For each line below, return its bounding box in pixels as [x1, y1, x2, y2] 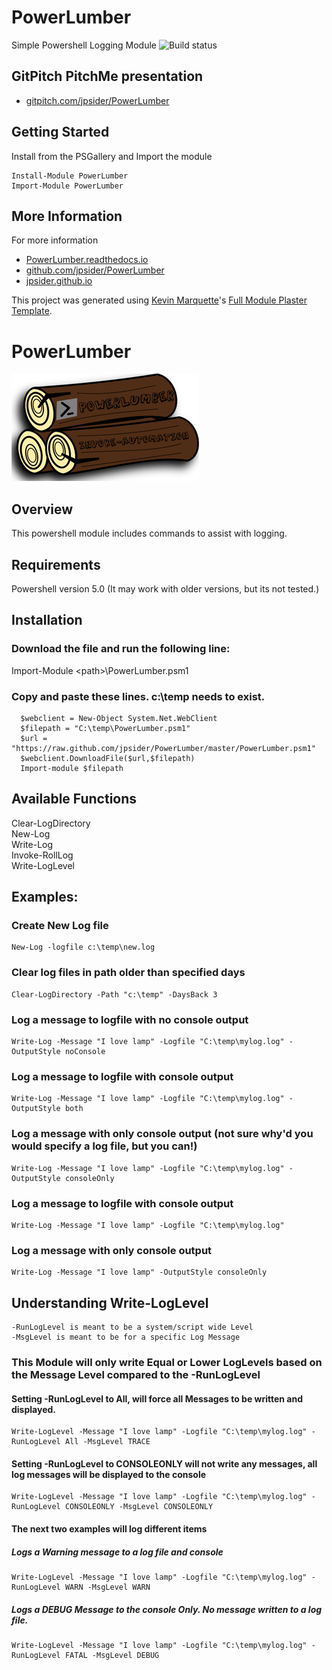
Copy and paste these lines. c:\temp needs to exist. [11, 689, 266, 703]
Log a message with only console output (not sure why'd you [11, 1127, 314, 1141]
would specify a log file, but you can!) [11, 1139, 198, 1153]
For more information [11, 234, 99, 246]
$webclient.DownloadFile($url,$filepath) [20, 753, 196, 763]
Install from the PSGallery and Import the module [11, 150, 213, 162]
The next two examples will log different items [11, 1522, 208, 1535]
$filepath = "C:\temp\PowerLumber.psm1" [20, 723, 191, 733]
